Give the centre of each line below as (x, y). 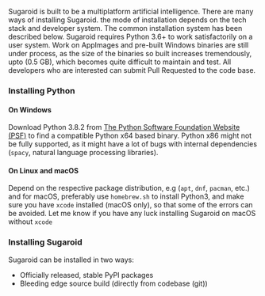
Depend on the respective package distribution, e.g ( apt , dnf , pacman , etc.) (129, 188)
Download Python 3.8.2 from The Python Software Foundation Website (124, 127)
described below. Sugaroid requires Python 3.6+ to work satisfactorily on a (131, 36)
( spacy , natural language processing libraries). (83, 153)
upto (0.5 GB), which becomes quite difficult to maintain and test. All (120, 62)
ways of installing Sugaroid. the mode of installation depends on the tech (128, 20)
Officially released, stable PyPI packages (86, 275)
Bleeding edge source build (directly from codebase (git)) (113, 283)
